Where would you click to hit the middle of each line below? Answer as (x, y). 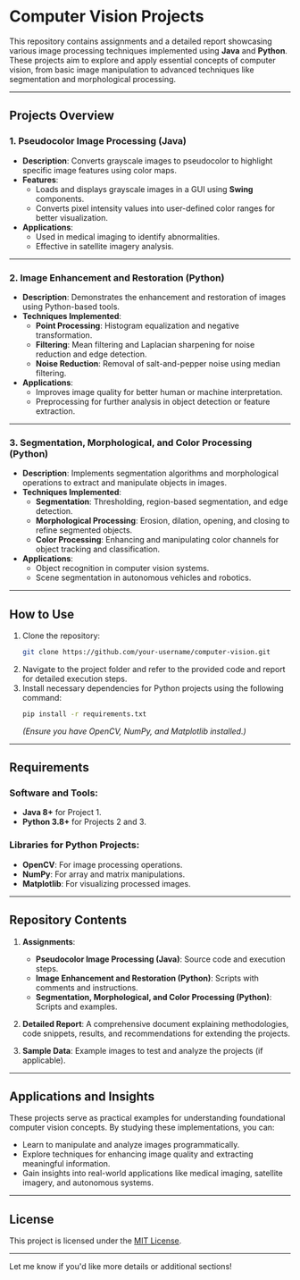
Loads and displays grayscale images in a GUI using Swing (144, 189)
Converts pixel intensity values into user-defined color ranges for (155, 208)
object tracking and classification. (98, 549)
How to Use (42, 614)
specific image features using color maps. (99, 170)
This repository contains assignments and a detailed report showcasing (141, 41)
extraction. (55, 411)
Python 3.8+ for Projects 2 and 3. (84, 822)
